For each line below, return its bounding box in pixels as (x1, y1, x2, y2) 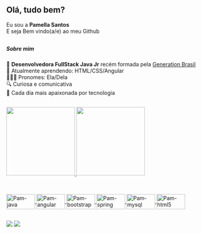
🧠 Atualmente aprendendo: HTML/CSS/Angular (6, 67, 124, 74)
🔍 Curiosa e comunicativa (6, 80, 72, 88)
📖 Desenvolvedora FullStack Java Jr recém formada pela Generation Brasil (6, 60, 196, 68)
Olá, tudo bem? (6, 5, 65, 15)
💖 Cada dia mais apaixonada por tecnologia (6, 89, 116, 96)
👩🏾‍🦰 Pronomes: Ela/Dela (6, 73, 68, 81)
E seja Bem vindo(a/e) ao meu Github (6, 27, 100, 35)
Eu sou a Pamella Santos (6, 21, 70, 28)
